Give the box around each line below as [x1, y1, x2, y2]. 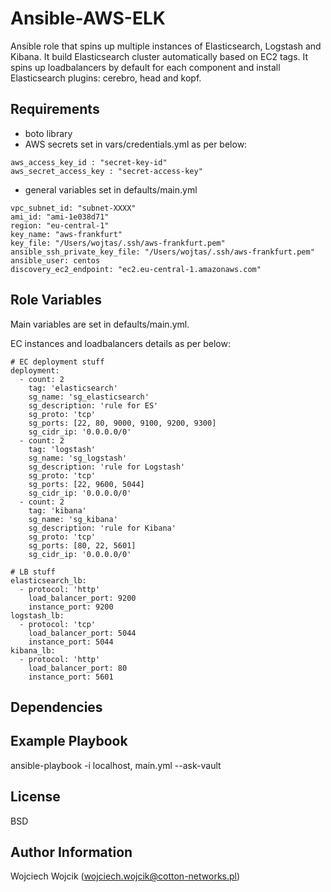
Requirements [10, 101, 100, 118]
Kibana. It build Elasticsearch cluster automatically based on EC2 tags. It [10, 50, 309, 62]
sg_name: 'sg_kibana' [28, 514, 118, 524]
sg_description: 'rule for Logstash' [28, 462, 186, 472]
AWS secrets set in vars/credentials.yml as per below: [24, 138, 248, 150]
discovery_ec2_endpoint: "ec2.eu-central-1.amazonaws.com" [10, 264, 262, 274]
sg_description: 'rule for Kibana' [28, 523, 177, 533]
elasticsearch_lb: [10, 575, 87, 586]
